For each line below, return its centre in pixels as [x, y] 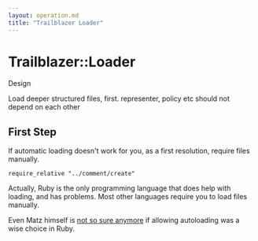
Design [20, 83]
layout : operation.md [44, 15]
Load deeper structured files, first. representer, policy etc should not [119, 98]
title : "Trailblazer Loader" [56, 23]
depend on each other [44, 107]
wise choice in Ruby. [41, 228]
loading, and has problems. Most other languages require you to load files [128, 197]
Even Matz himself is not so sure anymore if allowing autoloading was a [124, 221]
